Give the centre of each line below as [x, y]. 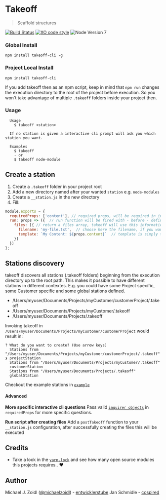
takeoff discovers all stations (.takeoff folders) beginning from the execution [83, 275]
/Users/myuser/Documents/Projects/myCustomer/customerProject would [77, 331]
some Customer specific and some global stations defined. [65, 291]
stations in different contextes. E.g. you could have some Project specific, [80, 286]
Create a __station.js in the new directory [56, 197]
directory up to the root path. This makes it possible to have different [75, 280]
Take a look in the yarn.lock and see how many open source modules [83, 460]
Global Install [21, 45]
